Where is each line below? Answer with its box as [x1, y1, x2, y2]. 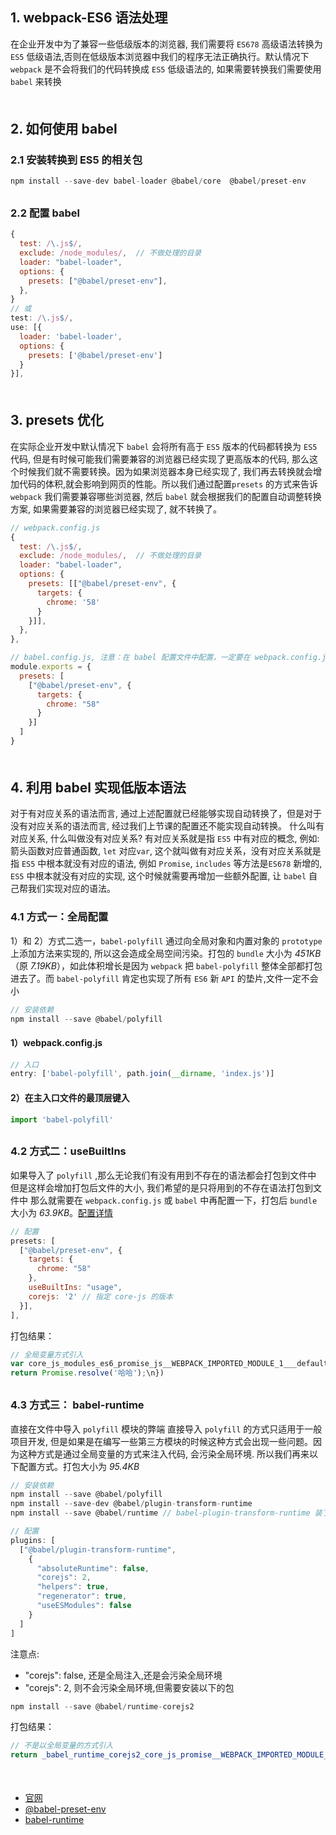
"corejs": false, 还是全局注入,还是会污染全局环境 [24, 1669, 223, 1681]
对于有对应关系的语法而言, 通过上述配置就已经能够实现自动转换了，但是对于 [10, 808, 322, 820]
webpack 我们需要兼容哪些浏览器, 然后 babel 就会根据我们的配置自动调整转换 [10, 490, 322, 502]
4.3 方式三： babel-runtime [10, 1398, 145, 1412]
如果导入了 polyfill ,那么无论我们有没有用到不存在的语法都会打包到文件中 [10, 1169, 317, 1181]
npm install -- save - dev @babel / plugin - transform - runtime [10, 1499, 253, 1509]
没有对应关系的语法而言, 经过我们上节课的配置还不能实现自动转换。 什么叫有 [10, 820, 325, 832]
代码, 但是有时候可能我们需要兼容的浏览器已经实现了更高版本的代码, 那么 [10, 453, 310, 465]
